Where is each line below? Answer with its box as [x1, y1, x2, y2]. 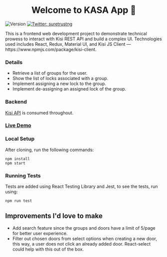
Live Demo [5, 122, 31, 129]
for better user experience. [12, 230, 68, 236]
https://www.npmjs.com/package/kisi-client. [5, 46, 97, 52]
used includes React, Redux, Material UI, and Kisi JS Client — [5, 41, 131, 47]
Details [5, 59, 23, 66]
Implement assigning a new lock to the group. [12, 81, 106, 86]
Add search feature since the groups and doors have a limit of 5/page [12, 225, 156, 231]
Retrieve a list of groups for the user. [12, 70, 88, 76]
